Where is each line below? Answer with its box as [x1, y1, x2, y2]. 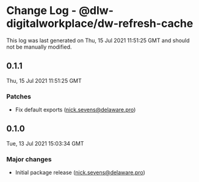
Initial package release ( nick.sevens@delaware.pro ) [15, 169, 145, 177]
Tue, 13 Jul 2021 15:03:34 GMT [6, 139, 84, 147]
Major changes [6, 155, 52, 163]
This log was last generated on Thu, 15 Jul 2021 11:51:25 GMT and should [6, 37, 190, 44]
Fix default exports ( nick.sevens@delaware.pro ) [15, 106, 136, 113]
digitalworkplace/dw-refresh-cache [6, 16, 194, 30]
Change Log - [6, 4, 77, 18]
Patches [6, 92, 32, 100]
